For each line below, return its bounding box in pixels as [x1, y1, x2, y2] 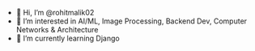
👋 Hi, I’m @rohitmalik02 [15, 8, 95, 17]
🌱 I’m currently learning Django [15, 33, 120, 43]
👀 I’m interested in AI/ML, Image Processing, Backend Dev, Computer [15, 16, 248, 26]
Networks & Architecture [15, 25, 99, 34]
